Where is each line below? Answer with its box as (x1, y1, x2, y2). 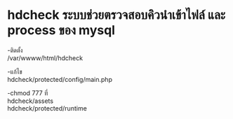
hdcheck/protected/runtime (7, 104, 88, 112)
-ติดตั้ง (7, 45, 23, 54)
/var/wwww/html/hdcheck (7, 53, 83, 62)
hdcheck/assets (7, 97, 54, 105)
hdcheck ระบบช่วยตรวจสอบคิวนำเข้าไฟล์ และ (7, 7, 226, 23)
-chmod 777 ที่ (7, 88, 48, 97)
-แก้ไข (7, 67, 22, 76)
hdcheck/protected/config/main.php (7, 75, 112, 83)
